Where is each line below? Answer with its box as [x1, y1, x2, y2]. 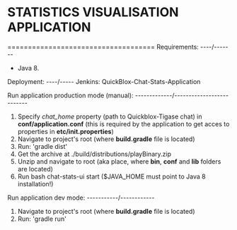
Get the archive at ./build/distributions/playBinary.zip [17, 150, 172, 158]
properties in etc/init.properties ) [17, 127, 115, 135]
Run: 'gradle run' [17, 214, 67, 223]
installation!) [17, 179, 54, 188]
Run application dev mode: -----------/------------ [7, 193, 155, 202]
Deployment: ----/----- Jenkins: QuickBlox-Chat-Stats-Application [7, 77, 201, 85]
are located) [17, 164, 53, 173]
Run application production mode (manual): [7, 91, 134, 99]
